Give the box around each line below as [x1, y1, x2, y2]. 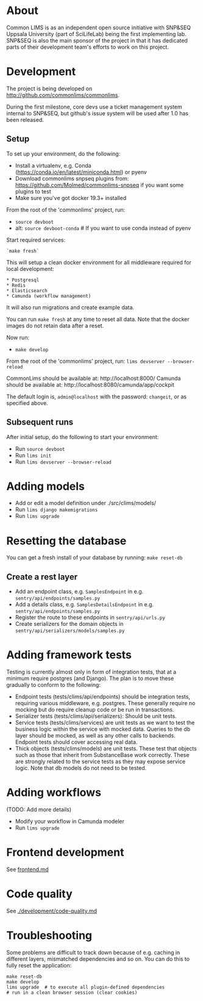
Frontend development [6, 845, 124, 859]
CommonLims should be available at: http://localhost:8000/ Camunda [6, 375, 181, 382]
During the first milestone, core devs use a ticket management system [6, 103, 183, 110]
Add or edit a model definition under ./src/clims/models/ [15, 500, 157, 507]
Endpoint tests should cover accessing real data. [15, 739, 138, 746]
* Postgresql [6, 277, 40, 283]
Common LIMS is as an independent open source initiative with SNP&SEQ [6, 24, 191, 31]
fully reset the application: [6, 961, 72, 969]
